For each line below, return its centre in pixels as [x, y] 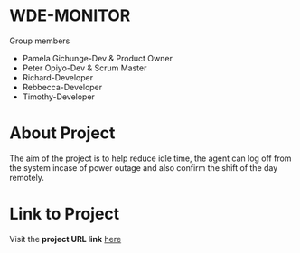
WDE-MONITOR [70, 16]
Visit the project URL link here [66, 239]
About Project [62, 133]
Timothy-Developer [58, 97]
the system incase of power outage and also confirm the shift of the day [144, 167]
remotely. [27, 177]
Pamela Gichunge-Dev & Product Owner [98, 58]
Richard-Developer [57, 77]
